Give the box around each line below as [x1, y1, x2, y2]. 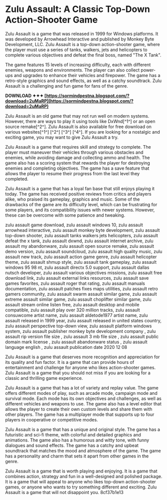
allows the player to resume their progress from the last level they [5, 170, 140, 176]
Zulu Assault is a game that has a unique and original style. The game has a [5, 426, 161, 432]
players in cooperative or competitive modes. [5, 416, 98, 422]
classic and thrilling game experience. [5, 375, 83, 381]
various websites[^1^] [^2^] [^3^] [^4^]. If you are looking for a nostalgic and [5, 129, 161, 135]
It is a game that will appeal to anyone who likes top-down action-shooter [5, 478, 156, 484]
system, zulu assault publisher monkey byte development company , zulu [5, 328, 156, 334]
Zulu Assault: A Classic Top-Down [5, 4, 151, 15]
